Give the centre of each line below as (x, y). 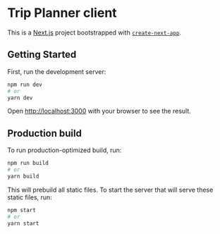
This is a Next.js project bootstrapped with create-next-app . (94, 32)
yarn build (23, 176)
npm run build (28, 164)
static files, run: (30, 197)
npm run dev (25, 85)
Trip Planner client (62, 13)
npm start (22, 210)
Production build (45, 133)
